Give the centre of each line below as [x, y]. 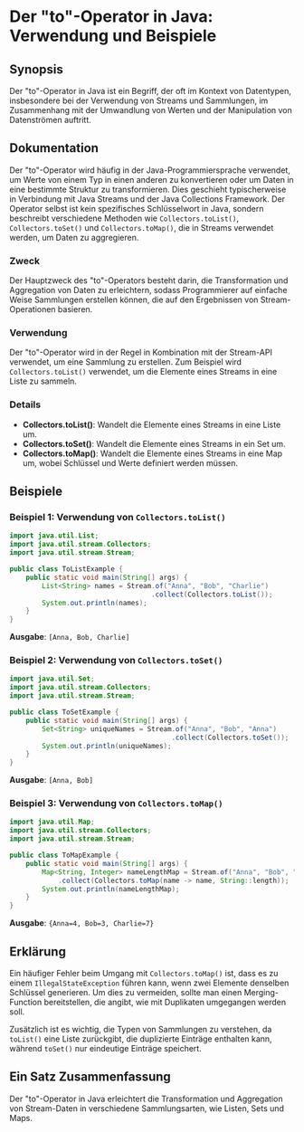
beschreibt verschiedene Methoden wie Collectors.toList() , [124, 218]
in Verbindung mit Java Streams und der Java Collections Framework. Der [147, 199]
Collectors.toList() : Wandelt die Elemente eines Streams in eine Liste [152, 424]
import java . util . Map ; [52, 822]
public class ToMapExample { [64, 856]
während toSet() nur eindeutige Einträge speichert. [105, 1049]
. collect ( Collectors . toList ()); [212, 595]
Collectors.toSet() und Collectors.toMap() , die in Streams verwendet [142, 227]
